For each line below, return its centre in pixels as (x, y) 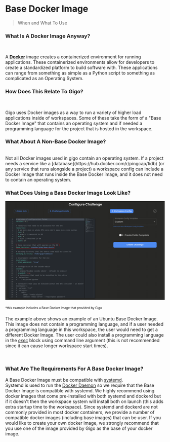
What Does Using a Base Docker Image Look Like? (68, 193)
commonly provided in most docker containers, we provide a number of (80, 412)
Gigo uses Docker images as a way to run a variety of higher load (73, 113)
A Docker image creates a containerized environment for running (73, 57)
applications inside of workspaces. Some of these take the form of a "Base (83, 118)
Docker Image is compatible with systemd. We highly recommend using (80, 390)
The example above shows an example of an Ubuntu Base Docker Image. (82, 319)
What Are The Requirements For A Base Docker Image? (74, 369)
